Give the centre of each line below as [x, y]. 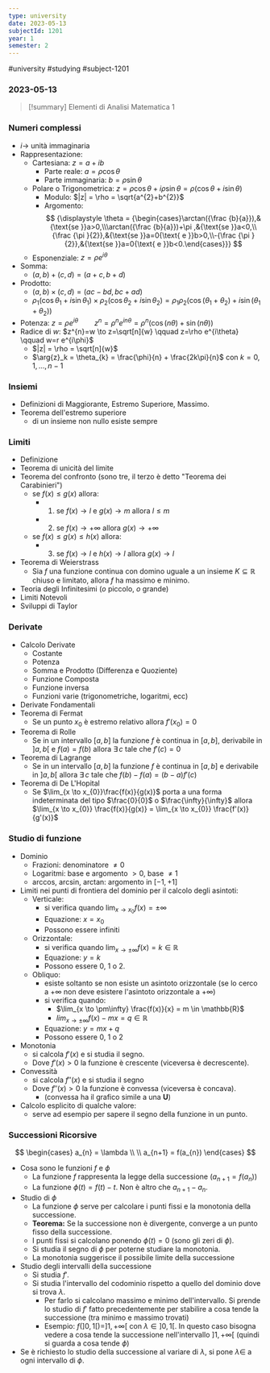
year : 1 [21, 38]
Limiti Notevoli [44, 598]
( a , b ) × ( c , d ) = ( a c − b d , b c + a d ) [87, 292]
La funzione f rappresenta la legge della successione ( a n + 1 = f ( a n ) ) [145, 1178]
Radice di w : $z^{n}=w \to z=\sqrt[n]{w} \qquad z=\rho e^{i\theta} [129, 331]
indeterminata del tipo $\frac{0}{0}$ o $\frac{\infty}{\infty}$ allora [142, 801]
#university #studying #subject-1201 [69, 68]
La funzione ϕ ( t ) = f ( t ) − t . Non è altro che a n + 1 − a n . [120, 1188]
